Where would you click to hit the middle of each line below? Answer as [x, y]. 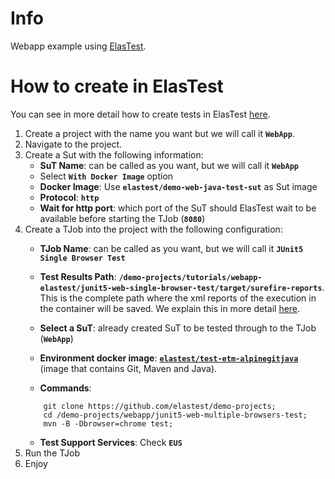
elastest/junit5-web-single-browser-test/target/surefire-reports [181, 288]
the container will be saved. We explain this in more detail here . [170, 308]
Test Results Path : [78, 276]
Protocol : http [69, 197]
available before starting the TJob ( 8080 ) [122, 218]
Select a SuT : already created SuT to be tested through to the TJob [178, 328]
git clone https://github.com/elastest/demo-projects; [160, 406]
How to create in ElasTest [117, 86]
